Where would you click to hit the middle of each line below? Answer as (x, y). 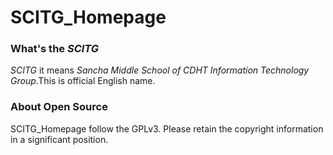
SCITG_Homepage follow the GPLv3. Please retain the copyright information (167, 128)
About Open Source (59, 107)
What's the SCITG (55, 49)
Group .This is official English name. (83, 81)
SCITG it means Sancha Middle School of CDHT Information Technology (160, 70)
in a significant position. (59, 139)
